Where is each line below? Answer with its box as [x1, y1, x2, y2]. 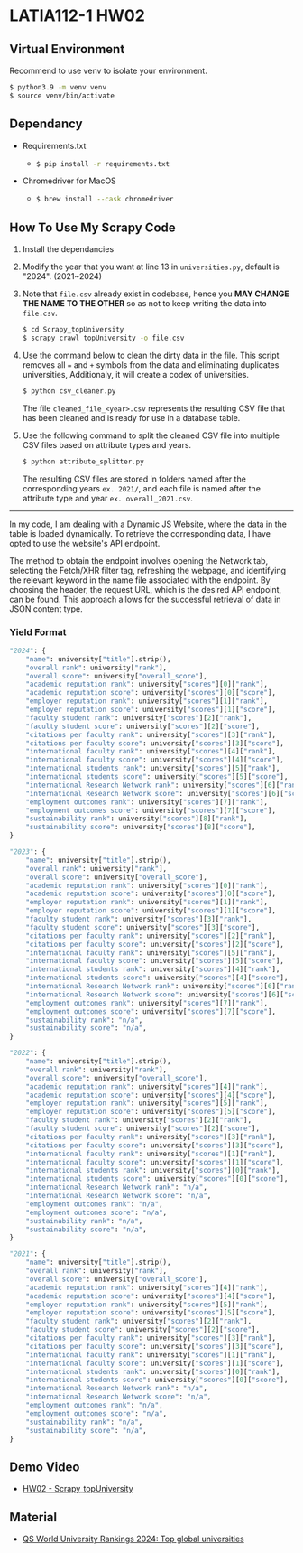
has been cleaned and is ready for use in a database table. [22, 412, 241, 423]
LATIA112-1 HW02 [9, 5, 146, 26]
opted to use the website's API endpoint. [9, 538, 161, 548]
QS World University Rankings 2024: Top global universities [22, 1533, 245, 1545]
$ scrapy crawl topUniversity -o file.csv [22, 333, 185, 342]
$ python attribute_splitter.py [22, 457, 144, 466]
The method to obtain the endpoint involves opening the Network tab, [9, 555, 269, 566]
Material [9, 1510, 57, 1525]
